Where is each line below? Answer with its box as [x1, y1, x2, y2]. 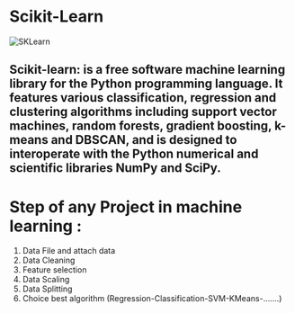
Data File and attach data [22, 246, 116, 256]
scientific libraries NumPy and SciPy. [9, 160, 222, 176]
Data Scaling [22, 274, 70, 285]
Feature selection [22, 264, 87, 275]
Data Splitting [22, 283, 73, 294]
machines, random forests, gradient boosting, [9, 119, 273, 134]
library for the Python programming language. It [9, 76, 283, 92]
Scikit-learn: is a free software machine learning [9, 62, 286, 77]
